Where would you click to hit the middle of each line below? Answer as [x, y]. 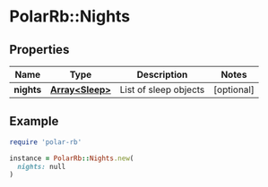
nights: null [42, 166]
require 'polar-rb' [46, 142]
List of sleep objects [162, 89]
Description [162, 75]
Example [34, 121]
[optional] [234, 89]
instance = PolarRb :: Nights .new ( [72, 158]
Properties [39, 50]
